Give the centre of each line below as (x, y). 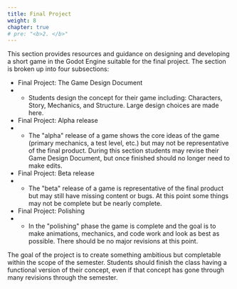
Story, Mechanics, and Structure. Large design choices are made (123, 105)
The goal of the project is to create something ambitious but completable (114, 255)
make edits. (45, 166)
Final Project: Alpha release (58, 121)
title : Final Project (39, 14)
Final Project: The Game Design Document (80, 83)
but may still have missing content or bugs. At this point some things (128, 196)
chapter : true (28, 27)
